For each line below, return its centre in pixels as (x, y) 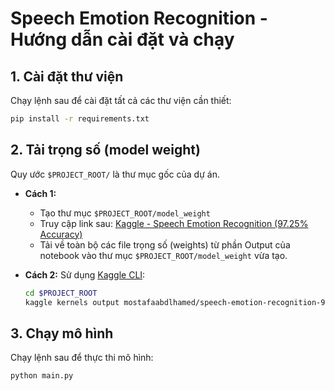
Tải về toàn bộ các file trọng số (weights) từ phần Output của (165, 244)
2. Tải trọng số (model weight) (105, 150)
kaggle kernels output (72, 302)
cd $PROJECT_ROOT (61, 293)
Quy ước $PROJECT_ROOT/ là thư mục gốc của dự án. (115, 174)
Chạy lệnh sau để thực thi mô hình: (82, 358)
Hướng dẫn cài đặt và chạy (122, 39)
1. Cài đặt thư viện (67, 76)
